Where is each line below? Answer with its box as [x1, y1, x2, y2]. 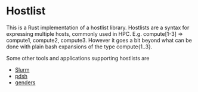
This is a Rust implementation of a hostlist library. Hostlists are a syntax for [6, 24, 190, 31]
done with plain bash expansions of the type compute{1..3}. [6, 43, 153, 50]
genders [14, 79, 36, 86]
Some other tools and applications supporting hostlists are [6, 54, 150, 62]
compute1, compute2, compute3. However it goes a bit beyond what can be [6, 36, 192, 44]
